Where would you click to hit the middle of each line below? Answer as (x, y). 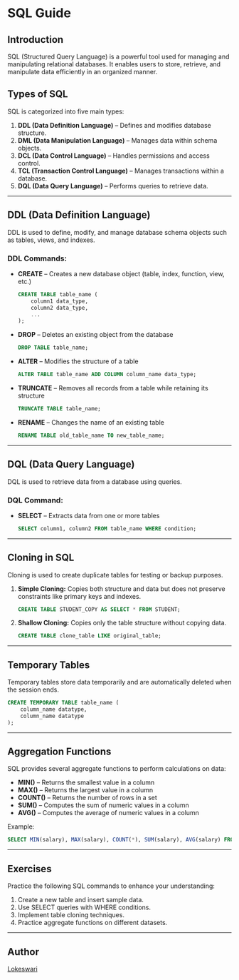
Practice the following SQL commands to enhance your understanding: (111, 886)
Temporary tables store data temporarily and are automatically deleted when (119, 682)
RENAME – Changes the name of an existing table (91, 422)
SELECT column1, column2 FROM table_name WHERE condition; (107, 529)
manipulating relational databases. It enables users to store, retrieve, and (114, 64)
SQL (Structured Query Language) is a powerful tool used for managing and (118, 56)
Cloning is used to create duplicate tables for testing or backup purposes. (115, 575)
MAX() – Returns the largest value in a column (85, 790)
